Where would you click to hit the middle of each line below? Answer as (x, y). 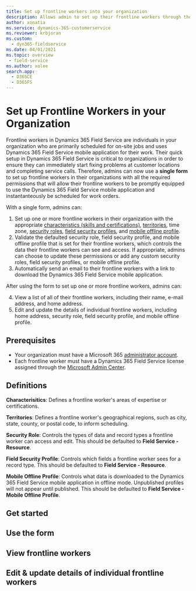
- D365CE (22, 77)
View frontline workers (49, 553)
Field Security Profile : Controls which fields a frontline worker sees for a (93, 459)
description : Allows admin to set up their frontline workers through (94, 17)
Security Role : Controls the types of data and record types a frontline (90, 435)
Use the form (30, 533)
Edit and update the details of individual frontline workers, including (95, 310)
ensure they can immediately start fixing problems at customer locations (93, 165)
